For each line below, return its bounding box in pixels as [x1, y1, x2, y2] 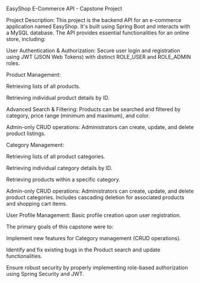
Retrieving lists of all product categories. [6, 153, 105, 160]
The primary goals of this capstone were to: [6, 223, 114, 230]
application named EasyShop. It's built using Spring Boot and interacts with [6, 23, 190, 30]
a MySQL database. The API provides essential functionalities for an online [6, 29, 189, 36]
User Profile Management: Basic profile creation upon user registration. [6, 212, 182, 219]
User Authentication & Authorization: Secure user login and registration [6, 47, 180, 54]
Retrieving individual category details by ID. [6, 165, 112, 171]
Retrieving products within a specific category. [6, 176, 121, 183]
